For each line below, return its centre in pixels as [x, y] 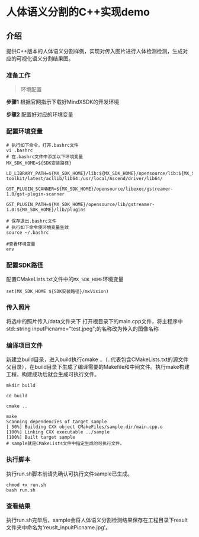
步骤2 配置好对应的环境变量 [40, 115]
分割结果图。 [58, 59]
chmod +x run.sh [26, 485]
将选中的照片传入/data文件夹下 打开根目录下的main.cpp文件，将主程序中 [94, 321]
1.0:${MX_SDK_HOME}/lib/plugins [46, 210]
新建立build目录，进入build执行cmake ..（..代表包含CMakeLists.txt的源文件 [97, 359]
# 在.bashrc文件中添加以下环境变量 [45, 157]
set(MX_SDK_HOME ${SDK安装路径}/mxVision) [57, 291]
